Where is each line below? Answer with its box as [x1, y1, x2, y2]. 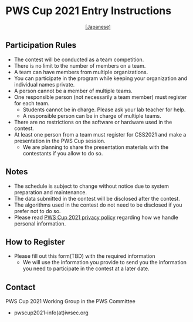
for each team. [13, 99, 50, 107]
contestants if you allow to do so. [22, 150, 103, 157]
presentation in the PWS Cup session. [13, 137, 106, 144]
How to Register [5, 237, 65, 247]
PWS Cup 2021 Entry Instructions [5, 4, 171, 18]
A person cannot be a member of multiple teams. [13, 87, 133, 94]
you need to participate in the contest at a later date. [22, 265, 150, 272]
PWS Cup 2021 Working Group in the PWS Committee [5, 298, 136, 305]
